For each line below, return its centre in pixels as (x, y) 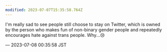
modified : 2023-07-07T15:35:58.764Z (44, 10)
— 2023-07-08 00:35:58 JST (36, 45)
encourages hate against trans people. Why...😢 (55, 35)
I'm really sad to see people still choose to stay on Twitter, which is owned (83, 24)
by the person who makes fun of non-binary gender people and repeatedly (84, 30)
